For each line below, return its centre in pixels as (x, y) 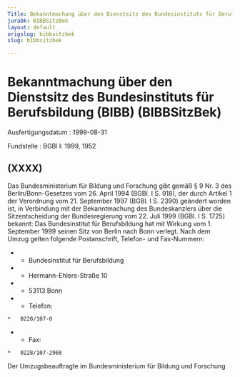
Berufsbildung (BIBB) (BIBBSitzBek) (115, 112)
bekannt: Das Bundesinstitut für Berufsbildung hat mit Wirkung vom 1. (110, 223)
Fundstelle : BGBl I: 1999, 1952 (52, 146)
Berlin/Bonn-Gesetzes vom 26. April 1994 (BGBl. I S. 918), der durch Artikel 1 (120, 193)
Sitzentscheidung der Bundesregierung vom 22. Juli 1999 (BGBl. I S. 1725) (116, 216)
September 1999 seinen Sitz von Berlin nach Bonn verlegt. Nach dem (109, 231)
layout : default (31, 27)
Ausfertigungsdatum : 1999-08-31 (57, 132)
